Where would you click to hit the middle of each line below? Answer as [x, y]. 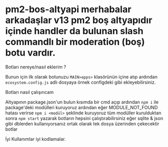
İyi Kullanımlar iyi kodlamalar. [36, 139]
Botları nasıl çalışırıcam [29, 92]
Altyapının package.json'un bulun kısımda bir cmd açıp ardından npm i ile [82, 102]
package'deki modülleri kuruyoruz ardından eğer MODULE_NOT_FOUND [82, 107]
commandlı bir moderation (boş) [75, 42]
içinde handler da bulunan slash [75, 31]
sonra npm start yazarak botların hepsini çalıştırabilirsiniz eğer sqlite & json [84, 118]
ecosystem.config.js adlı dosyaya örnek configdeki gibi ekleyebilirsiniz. [81, 82]
